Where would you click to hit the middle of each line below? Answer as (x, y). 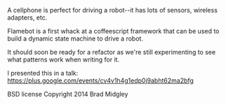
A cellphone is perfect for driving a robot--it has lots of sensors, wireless (112, 10)
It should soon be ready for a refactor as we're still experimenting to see (112, 52)
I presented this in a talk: (43, 73)
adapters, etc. (27, 17)
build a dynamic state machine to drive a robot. (75, 38)
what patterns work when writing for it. (64, 59)
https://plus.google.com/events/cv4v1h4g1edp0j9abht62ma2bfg (101, 80)
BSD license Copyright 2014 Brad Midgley (68, 94)
